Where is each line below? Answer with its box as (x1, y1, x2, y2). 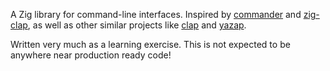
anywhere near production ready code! (10, 49, 172, 61)
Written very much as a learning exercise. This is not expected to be (10, 39, 291, 50)
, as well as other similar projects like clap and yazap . (27, 19, 247, 31)
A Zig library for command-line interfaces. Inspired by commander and (10, 9, 302, 20)
